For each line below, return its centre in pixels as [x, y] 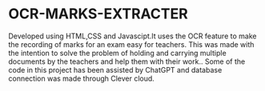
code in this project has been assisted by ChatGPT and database [115, 69]
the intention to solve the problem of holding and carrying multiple [117, 53]
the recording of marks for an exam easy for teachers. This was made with [131, 44]
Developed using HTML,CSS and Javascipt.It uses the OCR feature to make [132, 36]
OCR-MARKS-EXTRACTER [98, 14]
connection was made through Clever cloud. [81, 78]
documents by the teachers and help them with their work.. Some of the [127, 61]
